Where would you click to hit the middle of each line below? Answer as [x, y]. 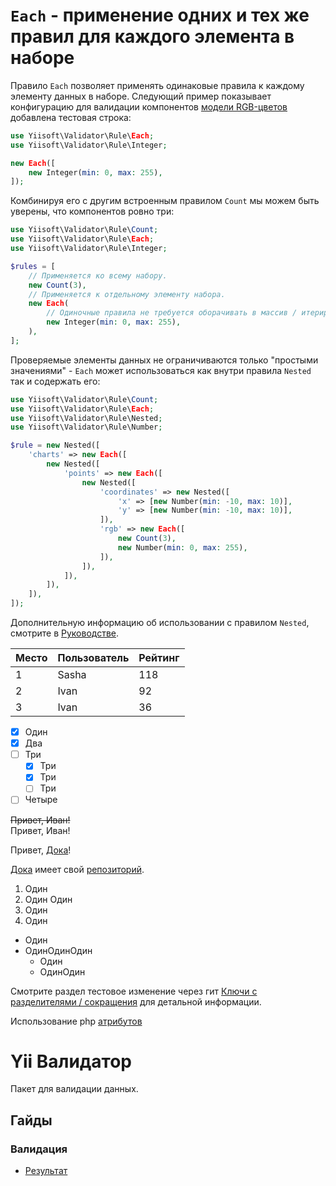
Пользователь [93, 658]
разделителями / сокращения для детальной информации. [136, 1001]
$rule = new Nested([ [55, 445]
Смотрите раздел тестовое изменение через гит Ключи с [134, 991]
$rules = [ [33, 266]
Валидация [39, 1149]
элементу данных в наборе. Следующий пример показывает [141, 96]
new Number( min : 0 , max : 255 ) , [182, 547]
